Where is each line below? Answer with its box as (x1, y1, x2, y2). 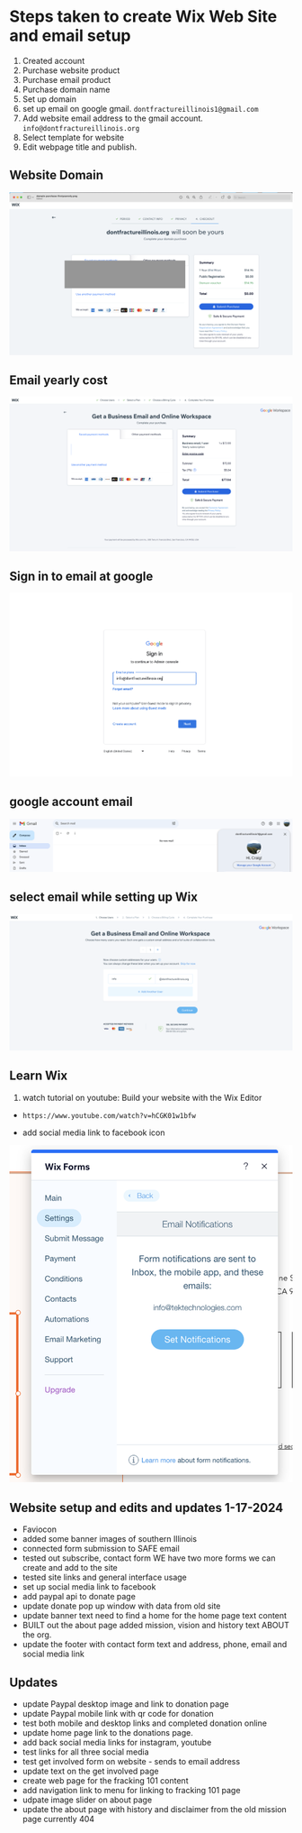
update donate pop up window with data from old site (22, 1600, 221, 1611)
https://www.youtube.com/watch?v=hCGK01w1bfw (22, 1111, 196, 1120)
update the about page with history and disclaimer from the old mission (22, 1804, 288, 1815)
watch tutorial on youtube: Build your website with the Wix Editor (22, 1092, 262, 1103)
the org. (22, 1629, 52, 1640)
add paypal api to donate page (22, 1591, 137, 1602)
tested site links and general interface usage (22, 1572, 187, 1583)
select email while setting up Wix (9, 890, 198, 905)
